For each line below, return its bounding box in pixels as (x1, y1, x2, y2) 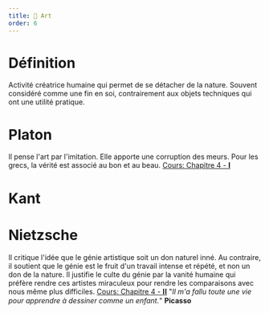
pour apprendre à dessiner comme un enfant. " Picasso (8, 295, 192, 305)
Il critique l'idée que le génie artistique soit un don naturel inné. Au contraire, (8, 252, 262, 262)
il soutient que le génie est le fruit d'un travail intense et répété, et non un (8, 261, 251, 270)
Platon (8, 125, 52, 144)
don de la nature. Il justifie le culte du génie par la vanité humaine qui (8, 270, 236, 279)
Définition (8, 54, 76, 72)
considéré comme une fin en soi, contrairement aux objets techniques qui (8, 89, 252, 99)
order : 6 (8, 19, 38, 27)
